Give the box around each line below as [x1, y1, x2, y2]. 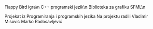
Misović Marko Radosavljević [4, 19, 63, 24]
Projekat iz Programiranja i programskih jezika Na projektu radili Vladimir [4, 14, 148, 19]
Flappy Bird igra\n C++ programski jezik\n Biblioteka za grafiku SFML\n [4, 4, 146, 10]
